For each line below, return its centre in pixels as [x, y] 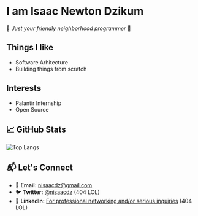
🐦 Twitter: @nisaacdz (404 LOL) [57, 192]
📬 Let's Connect [40, 167]
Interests [24, 88]
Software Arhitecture [42, 62]
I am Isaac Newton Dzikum [75, 11]
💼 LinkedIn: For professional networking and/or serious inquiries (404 [103, 201]
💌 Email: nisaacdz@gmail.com [54, 185]
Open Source [32, 109]
